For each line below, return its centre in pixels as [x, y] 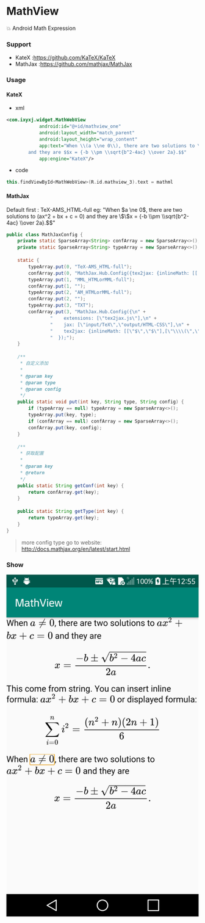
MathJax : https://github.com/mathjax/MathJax [74, 64]
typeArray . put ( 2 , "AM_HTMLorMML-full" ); [80, 292]
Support [19, 44]
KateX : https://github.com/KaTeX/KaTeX [65, 58]
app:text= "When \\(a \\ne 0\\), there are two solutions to [117, 146]
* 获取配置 [32, 454]
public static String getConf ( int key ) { [70, 486]
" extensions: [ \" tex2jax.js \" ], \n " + [103, 318]
